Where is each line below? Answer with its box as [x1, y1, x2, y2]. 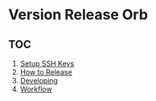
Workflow [19, 84, 52, 94]
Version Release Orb [8, 6, 149, 24]
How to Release [19, 67, 72, 77]
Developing [19, 76, 59, 85]
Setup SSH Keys [19, 59, 75, 68]
